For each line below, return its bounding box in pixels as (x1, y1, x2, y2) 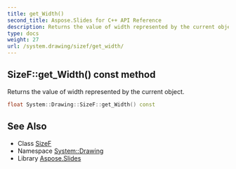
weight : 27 (7, 36, 39, 43)
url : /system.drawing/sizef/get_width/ (7, 43, 124, 50)
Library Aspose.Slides (17, 154, 81, 162)
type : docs (7, 29, 39, 37)
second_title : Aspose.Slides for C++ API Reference (7, 17, 162, 24)
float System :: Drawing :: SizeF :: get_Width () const (7, 101, 156, 108)
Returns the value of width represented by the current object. (7, 87, 185, 95)
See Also (7, 121, 47, 133)
